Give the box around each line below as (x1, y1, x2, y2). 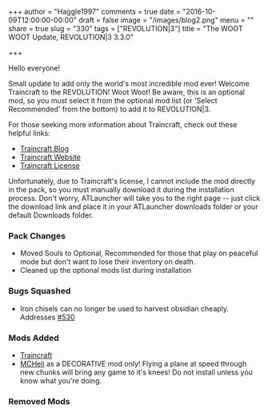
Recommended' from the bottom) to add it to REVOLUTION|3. (8, 104, 211, 114)
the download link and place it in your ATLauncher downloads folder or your (8, 202, 258, 211)
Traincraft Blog (19, 144, 70, 153)
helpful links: (8, 128, 50, 138)
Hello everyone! (8, 63, 61, 73)
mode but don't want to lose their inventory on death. (19, 257, 196, 267)
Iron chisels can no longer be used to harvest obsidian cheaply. (19, 303, 230, 313)
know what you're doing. (19, 375, 102, 385)
